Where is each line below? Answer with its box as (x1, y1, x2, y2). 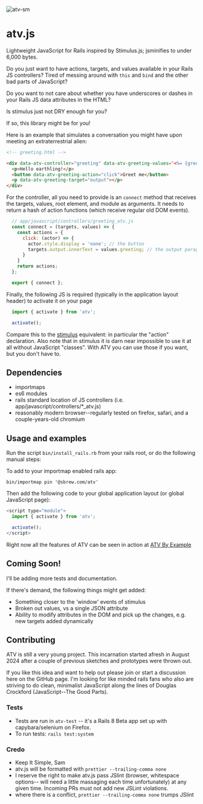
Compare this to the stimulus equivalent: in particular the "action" (6, 330, 169, 338)
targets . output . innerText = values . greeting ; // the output (28, 246, 182, 252)
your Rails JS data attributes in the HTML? (6, 96, 111, 103)
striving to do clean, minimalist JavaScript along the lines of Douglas (6, 682, 177, 689)
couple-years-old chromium (14, 416, 86, 423)
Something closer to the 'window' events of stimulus (14, 598, 146, 605)
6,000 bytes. (6, 53, 38, 60)
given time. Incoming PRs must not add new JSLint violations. (14, 784, 169, 792)
